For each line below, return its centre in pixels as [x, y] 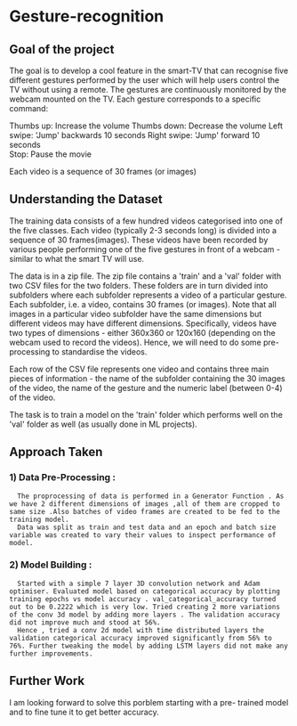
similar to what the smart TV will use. [77, 258]
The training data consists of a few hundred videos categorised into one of [146, 221]
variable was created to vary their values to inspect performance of [143, 535]
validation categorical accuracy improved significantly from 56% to [141, 638]
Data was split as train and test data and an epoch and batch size [147, 527]
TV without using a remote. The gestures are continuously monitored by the [148, 90]
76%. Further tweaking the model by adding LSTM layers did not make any [149, 646]
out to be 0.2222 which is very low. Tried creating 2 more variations [144, 607]
